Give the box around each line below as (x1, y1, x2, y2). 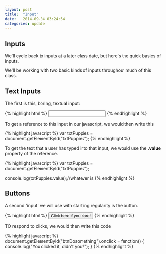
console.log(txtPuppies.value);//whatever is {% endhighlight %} (5, 175, 135, 181)
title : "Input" (5, 12, 39, 17)
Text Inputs (5, 87, 41, 96)
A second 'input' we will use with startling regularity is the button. (5, 202, 138, 208)
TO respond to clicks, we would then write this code (5, 223, 111, 229)
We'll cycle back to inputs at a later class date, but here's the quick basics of (5, 53, 161, 59)
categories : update (5, 21, 45, 26)
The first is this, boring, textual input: (5, 100, 80, 106)
